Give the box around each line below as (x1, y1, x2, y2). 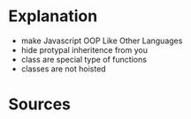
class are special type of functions (20, 54, 148, 64)
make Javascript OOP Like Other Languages (20, 35, 183, 46)
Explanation (8, 6, 98, 26)
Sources (8, 94, 72, 115)
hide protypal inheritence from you (20, 44, 148, 55)
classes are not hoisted (20, 63, 107, 74)
